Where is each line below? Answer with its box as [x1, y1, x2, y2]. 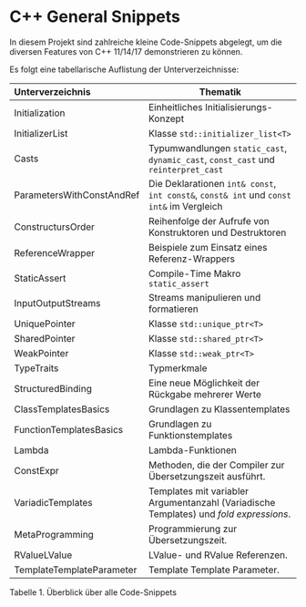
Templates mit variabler [148, 485, 249, 498]
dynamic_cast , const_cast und [148, 153, 275, 166]
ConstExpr [14, 464, 59, 477]
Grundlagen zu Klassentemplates [148, 403, 291, 416]
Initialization [14, 107, 66, 119]
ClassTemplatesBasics [14, 403, 110, 416]
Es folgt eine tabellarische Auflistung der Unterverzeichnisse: [9, 64, 240, 75]
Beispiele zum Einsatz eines [148, 241, 268, 253]
